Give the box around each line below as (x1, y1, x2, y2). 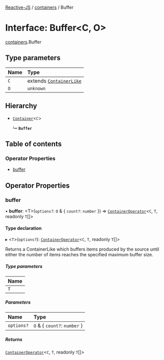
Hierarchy (5, 102, 37, 110)
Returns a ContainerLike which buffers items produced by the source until (5, 246, 159, 252)
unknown (27, 85, 46, 91)
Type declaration (5, 225, 42, 231)
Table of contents (5, 139, 62, 148)
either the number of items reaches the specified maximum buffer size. (5, 252, 153, 258)
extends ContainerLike (27, 77, 82, 84)
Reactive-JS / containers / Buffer (5, 5, 74, 10)
